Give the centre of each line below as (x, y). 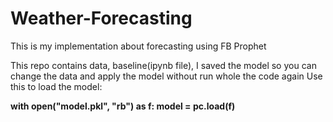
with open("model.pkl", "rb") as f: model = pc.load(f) (123, 106)
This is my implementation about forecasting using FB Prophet (138, 46)
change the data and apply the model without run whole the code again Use (166, 76)
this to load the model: (56, 86)
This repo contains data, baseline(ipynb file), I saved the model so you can (163, 65)
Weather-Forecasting (101, 18)
